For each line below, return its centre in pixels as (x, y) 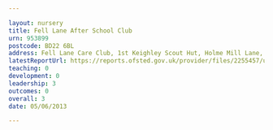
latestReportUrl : (38, 61)
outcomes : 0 (28, 91)
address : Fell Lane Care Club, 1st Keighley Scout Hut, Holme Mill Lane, (136, 54)
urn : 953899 (28, 38)
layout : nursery (36, 23)
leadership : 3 (32, 83)
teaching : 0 (28, 69)
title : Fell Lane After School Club (70, 30)
